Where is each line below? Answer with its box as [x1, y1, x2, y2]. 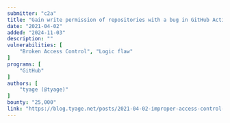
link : [7, 105, 23, 112]
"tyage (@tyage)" [19, 86, 69, 93]
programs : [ [7, 61, 41, 68]
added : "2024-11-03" [7, 29, 66, 36]
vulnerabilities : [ [7, 42, 63, 49]
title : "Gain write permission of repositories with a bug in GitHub [7, 16, 210, 23]
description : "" [7, 36, 53, 42]
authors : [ [7, 80, 38, 87]
